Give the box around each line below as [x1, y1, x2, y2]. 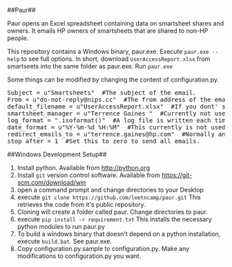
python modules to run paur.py [17, 223, 105, 230]
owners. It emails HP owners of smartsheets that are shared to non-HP [7, 27, 209, 35]
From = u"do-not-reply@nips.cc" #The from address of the [7, 96, 212, 103]
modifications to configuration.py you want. [17, 252, 142, 260]
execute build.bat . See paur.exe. [17, 237, 113, 245]
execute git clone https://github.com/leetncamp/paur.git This [17, 193, 202, 201]
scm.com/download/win [17, 178, 86, 186]
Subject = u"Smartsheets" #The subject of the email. [7, 89, 197, 96]
